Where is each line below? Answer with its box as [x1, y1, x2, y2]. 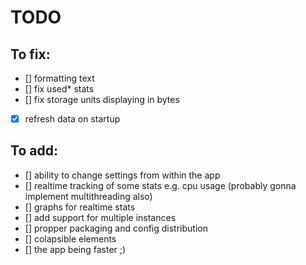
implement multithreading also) [24, 190, 153, 202]
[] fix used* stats [24, 83, 95, 95]
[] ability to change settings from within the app [24, 169, 221, 181]
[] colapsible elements [24, 232, 117, 245]
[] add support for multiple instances [24, 211, 177, 223]
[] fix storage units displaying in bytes [24, 94, 180, 105]
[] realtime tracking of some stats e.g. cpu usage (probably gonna [24, 179, 297, 191]
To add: [10, 142, 58, 160]
